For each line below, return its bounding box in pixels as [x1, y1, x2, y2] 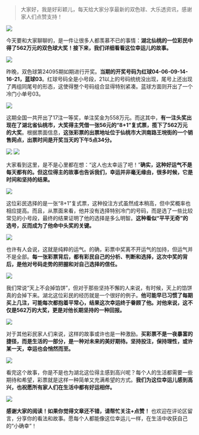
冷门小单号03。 [6, 90, 44, 97]
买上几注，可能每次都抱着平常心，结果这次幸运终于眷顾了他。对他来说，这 [6, 299, 188, 306]
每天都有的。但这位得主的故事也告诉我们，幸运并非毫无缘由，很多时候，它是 [6, 169, 193, 176]
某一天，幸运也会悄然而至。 [6, 345, 74, 352]
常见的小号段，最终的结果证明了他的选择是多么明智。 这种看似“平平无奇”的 [6, 215, 188, 221]
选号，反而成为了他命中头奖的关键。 [6, 222, 95, 229]
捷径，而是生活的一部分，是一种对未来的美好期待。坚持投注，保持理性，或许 [6, 338, 193, 345]
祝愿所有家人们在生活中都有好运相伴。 [21, 384, 115, 390]
